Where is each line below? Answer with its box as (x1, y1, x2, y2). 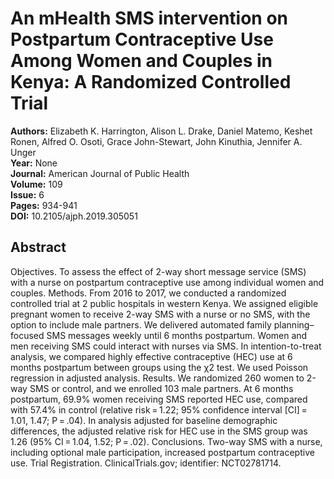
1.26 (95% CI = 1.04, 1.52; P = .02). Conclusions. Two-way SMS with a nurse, (10, 435, 323, 447)
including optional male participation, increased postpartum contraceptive (10, 446, 315, 458)
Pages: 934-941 (10, 199, 78, 211)
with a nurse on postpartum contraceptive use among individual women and (10, 276, 325, 288)
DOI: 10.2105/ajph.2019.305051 (10, 210, 138, 222)
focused (10, 329, 45, 341)
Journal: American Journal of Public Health (10, 167, 190, 179)
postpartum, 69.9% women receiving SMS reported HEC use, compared (10, 393, 308, 405)
